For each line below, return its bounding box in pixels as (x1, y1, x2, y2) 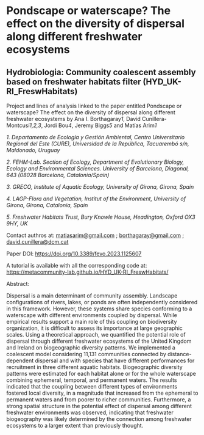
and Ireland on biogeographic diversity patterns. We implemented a (6, 344, 175, 351)
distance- (167, 351, 192, 357)
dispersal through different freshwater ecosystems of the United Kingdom (6, 337, 192, 345)
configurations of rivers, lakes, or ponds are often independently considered (6, 299, 198, 305)
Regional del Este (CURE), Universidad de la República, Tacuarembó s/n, (6, 140, 189, 147)
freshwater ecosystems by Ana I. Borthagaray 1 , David (6, 115, 141, 122)
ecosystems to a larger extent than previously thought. (6, 422, 144, 429)
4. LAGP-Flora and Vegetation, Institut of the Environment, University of (6, 195, 186, 202)
